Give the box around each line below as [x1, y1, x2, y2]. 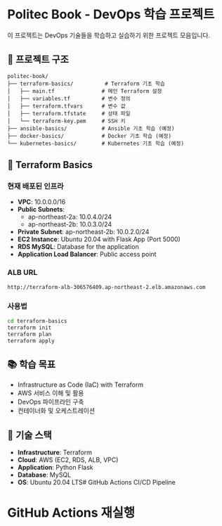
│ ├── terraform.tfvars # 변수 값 [7, 103, 126, 110]
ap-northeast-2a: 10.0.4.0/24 [27, 212, 112, 222]
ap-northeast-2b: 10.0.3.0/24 [27, 220, 112, 229]
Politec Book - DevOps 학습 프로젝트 [7, 6, 215, 23]
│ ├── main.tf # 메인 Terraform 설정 [7, 87, 162, 95]
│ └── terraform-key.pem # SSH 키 [7, 117, 126, 124]
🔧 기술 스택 [7, 429, 53, 441]
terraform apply [7, 337, 55, 345]
